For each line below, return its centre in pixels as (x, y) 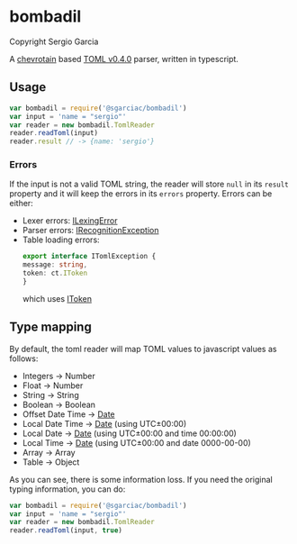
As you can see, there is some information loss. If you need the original (141, 479)
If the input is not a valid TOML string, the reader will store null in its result (149, 184)
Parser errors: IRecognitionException (90, 231)
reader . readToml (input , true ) (66, 530)
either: (21, 204)
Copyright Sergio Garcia (54, 41)
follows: (24, 358)
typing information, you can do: (67, 489)
